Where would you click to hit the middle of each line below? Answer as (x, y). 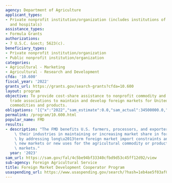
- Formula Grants (24, 34)
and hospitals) (26, 24)
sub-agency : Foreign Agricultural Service (51, 162)
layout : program (23, 91)
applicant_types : (24, 15)
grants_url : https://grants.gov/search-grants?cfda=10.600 (70, 86)
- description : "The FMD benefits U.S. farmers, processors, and (76, 129)
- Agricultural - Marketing (35, 67)
